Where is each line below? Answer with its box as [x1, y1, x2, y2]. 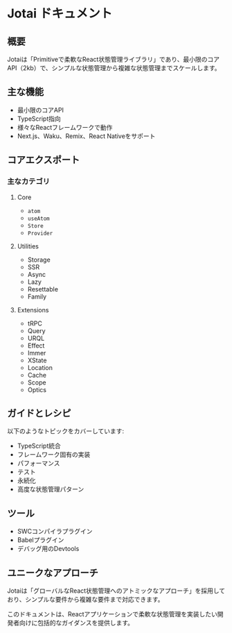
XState [27, 356, 47, 364]
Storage [27, 255, 51, 264]
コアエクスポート [7, 154, 80, 166]
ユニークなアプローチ [7, 566, 98, 579]
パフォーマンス [17, 459, 60, 468]
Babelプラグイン [17, 536, 64, 544]
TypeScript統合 [17, 441, 61, 450]
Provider [27, 230, 53, 237]
